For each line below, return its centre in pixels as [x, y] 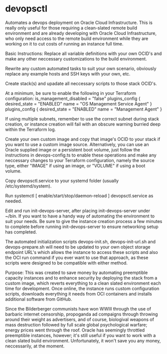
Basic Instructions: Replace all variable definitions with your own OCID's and [83, 53]
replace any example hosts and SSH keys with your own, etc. [68, 73]
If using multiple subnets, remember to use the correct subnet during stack [82, 118]
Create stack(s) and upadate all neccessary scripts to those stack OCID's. [81, 83]
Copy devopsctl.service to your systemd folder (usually [62, 180]
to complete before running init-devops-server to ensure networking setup [82, 226]
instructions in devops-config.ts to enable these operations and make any [81, 155]
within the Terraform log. [31, 129]
